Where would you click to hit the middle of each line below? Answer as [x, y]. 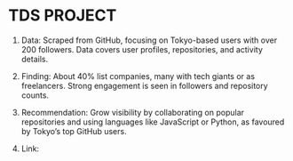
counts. [35, 95]
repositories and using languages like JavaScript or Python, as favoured [153, 122]
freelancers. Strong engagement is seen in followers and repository [144, 85]
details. [35, 59]
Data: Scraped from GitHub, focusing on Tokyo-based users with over [149, 40]
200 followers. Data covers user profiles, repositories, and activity [142, 49]
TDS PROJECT [63, 16]
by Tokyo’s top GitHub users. [74, 131]
